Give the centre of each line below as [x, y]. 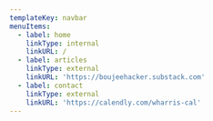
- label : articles [53, 60]
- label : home [44, 35]
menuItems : [30, 26]
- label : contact [51, 86]
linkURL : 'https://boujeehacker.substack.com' [116, 77]
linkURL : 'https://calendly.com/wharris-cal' [114, 102]
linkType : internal [63, 43]
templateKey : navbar [49, 18]
